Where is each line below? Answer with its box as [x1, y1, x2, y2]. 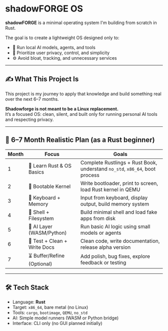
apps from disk [80, 215, 116, 222]
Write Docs [28, 244, 55, 251]
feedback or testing [80, 259, 126, 266]
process [80, 172, 100, 179]
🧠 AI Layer [28, 223, 52, 230]
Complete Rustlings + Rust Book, [80, 159, 157, 166]
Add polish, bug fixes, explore [80, 253, 150, 260]
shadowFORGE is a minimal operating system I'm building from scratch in [5, 20, 157, 26]
